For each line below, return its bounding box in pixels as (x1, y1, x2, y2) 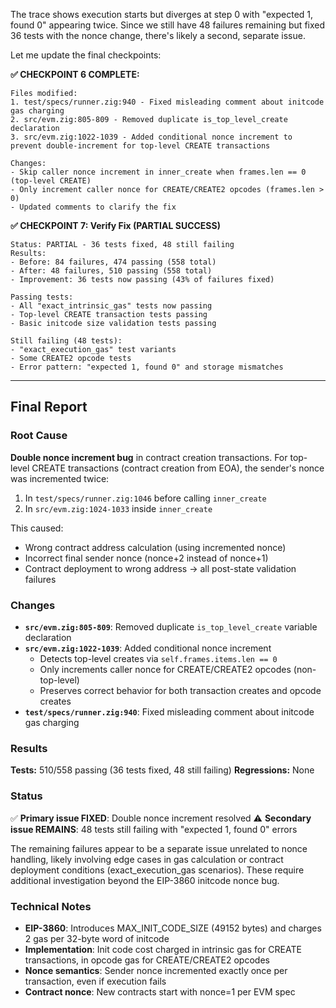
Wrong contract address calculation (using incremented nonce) (24, 541, 287, 553)
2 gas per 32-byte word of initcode (24, 932, 170, 944)
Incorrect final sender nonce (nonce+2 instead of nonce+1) (24, 552, 269, 564)
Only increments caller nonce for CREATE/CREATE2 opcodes (39, 663, 292, 675)
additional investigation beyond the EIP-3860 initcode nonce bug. (10, 874, 280, 886)
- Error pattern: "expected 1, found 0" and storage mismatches (10, 362, 284, 372)
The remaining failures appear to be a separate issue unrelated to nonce (10, 842, 308, 854)
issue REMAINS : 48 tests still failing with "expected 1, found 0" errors (10, 823, 298, 835)
